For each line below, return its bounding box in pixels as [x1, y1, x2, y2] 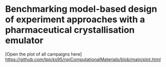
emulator [5, 35, 44, 46]
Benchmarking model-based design [5, 3, 158, 15]
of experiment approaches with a [5, 14, 146, 25]
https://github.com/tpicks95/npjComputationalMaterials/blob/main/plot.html [5, 56, 161, 62]
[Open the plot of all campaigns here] [5, 51, 82, 57]
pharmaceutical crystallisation [5, 25, 135, 35]
